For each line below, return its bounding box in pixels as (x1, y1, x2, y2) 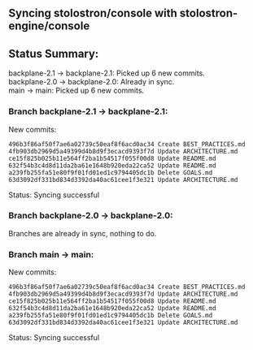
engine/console (8, 19, 90, 33)
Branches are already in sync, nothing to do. (8, 228, 157, 238)
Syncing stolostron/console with (8, 6, 177, 20)
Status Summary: (8, 46, 99, 60)
